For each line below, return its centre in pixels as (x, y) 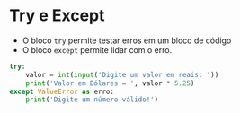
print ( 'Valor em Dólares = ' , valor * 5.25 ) (110, 83)
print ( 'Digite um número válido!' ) (92, 100)
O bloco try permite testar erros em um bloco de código (127, 40)
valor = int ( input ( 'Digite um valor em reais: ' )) (122, 74)
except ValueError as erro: (62, 91)
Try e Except (57, 16)
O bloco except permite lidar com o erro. (97, 49)
